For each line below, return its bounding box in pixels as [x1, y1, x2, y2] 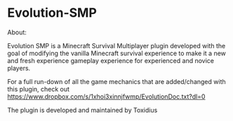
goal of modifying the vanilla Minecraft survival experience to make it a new [7, 49, 227, 57]
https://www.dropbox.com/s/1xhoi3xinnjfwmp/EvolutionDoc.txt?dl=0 [7, 92, 206, 101]
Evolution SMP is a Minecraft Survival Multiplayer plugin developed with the [7, 41, 226, 50]
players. [7, 64, 31, 72]
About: [7, 28, 27, 36]
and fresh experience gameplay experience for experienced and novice [7, 56, 214, 64]
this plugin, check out [7, 85, 70, 93]
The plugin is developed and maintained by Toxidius [7, 106, 158, 114]
